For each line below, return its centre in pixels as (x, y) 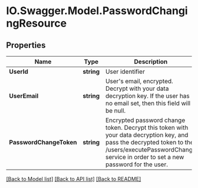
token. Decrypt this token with (147, 128)
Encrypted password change (145, 120)
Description (151, 62)
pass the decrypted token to (144, 142)
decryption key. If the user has (147, 96)
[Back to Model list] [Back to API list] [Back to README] (74, 179)
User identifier (125, 72)
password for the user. (137, 164)
